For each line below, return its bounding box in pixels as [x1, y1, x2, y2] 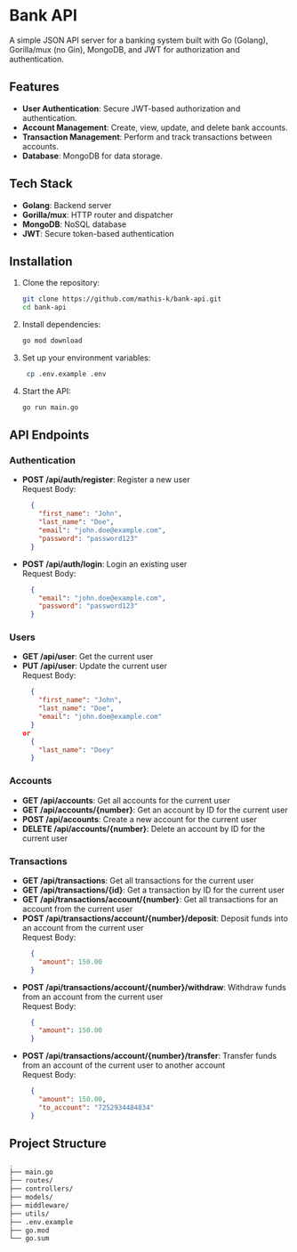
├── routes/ [9, 1176, 53, 1185]
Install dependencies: [21, 319, 101, 330]
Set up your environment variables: [21, 352, 151, 363]
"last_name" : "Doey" [38, 745, 115, 755]
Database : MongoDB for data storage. [21, 150, 163, 161]
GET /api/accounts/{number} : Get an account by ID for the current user [21, 804, 289, 815]
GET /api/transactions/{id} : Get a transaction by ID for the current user [21, 884, 285, 895]
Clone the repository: [21, 278, 100, 288]
